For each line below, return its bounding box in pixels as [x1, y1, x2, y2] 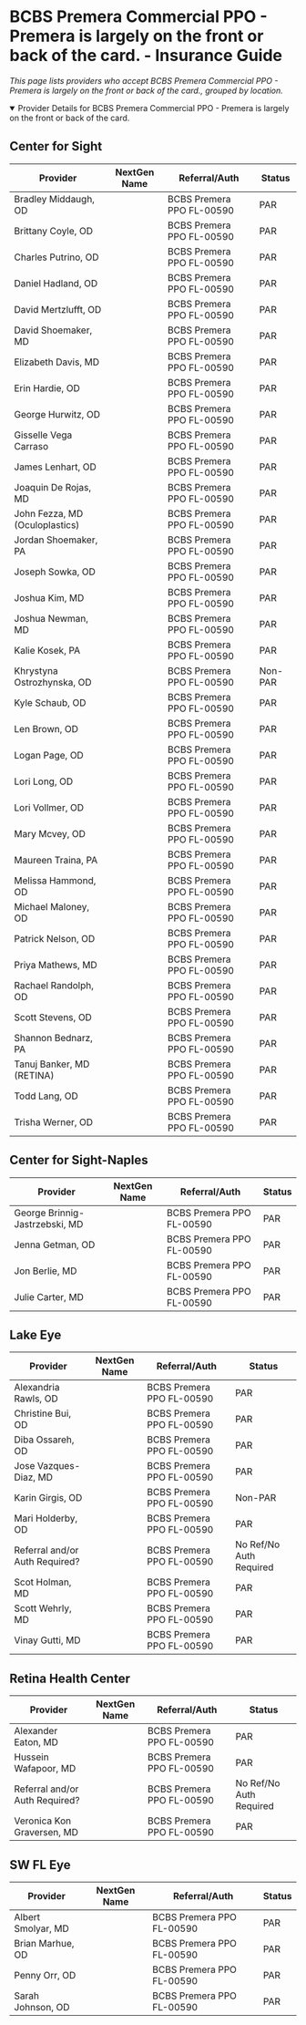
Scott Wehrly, [14, 1602, 73, 1615]
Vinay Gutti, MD [14, 1634, 81, 1647]
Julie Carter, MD [14, 1290, 84, 1303]
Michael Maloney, [14, 900, 90, 913]
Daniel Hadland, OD [14, 276, 98, 289]
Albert [14, 1911, 41, 1923]
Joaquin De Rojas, [14, 480, 92, 493]
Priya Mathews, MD [14, 958, 97, 971]
